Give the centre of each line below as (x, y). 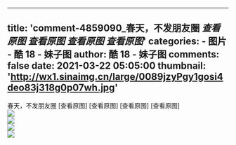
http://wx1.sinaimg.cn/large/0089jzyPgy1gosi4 (117, 77)
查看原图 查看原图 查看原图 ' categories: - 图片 (127, 42)
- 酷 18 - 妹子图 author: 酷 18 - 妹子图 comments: (113, 54)
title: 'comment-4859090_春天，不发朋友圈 (104, 28)
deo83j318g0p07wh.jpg (61, 88)
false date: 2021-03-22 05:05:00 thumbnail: (107, 66)
